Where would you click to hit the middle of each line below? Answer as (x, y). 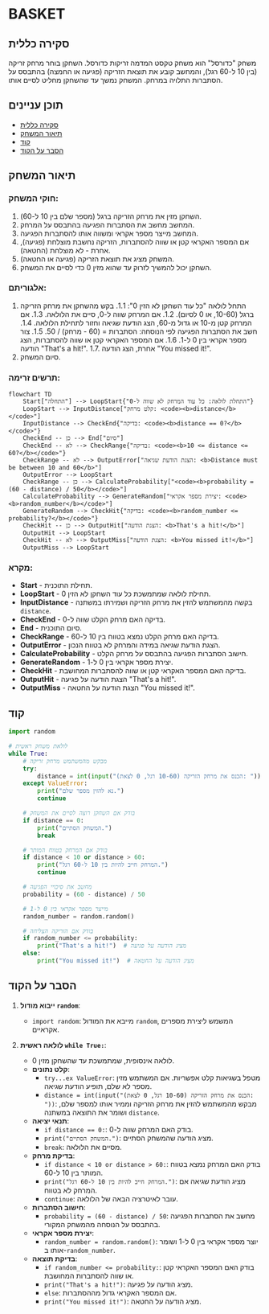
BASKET (37, 14)
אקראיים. (46, 1029)
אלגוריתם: (27, 288)
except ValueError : (55, 784)
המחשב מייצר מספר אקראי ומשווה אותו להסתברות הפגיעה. (109, 233)
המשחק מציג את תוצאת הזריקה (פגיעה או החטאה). (97, 259)
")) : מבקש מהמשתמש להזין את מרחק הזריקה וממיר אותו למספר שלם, (150, 1103)
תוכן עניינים (36, 105)
